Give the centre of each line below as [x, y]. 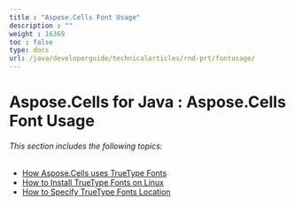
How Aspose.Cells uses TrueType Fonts [94, 173]
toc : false [31, 42]
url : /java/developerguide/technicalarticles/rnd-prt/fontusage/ [132, 58]
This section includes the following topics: [86, 146]
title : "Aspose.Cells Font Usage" [75, 17]
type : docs [29, 50]
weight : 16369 [37, 34]
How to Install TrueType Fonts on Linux [93, 183]
